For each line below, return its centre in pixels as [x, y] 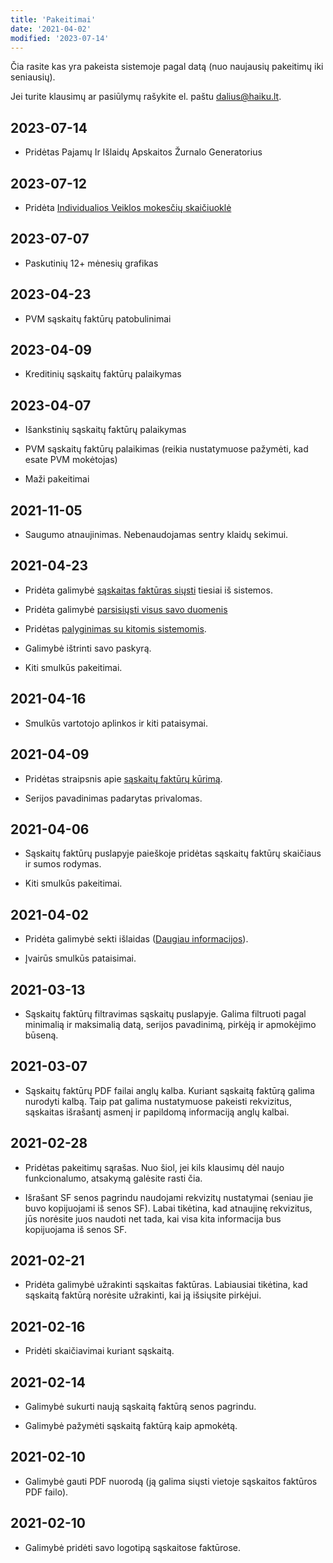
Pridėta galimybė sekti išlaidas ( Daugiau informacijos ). [136, 939]
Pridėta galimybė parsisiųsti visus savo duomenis [126, 609]
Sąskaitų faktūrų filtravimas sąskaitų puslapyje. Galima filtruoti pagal [165, 1013]
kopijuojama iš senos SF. [75, 1229]
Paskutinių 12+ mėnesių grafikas [91, 263]
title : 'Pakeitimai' [53, 19]
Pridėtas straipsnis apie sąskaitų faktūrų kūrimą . [123, 778]
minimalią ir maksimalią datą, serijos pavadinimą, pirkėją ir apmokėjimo [170, 1024]
